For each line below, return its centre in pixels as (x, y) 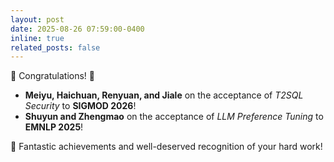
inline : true (37, 38)
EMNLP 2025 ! (54, 127)
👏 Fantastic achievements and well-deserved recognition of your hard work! (166, 147)
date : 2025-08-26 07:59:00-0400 (77, 29)
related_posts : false (55, 47)
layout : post (37, 19)
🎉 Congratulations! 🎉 (53, 76)
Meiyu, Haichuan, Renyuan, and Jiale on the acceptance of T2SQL (164, 95)
